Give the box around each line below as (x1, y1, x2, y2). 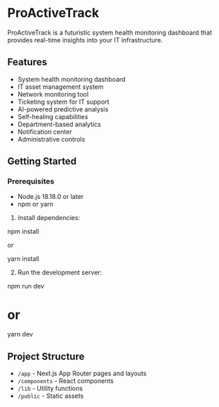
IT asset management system (17, 83, 104, 91)
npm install (7, 227, 40, 236)
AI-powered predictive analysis (17, 104, 109, 114)
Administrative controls (17, 135, 85, 143)
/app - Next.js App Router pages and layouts (17, 369, 147, 378)
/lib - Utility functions (17, 384, 83, 393)
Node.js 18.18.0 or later (17, 193, 84, 201)
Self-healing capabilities (17, 112, 88, 121)
